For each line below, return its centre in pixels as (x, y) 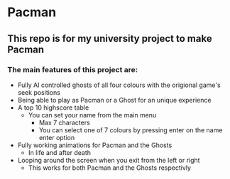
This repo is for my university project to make (110, 39)
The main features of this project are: (73, 69)
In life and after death (59, 152)
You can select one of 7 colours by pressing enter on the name (131, 130)
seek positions (39, 92)
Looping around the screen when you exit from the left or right (109, 160)
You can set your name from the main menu (92, 115)
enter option (57, 137)
